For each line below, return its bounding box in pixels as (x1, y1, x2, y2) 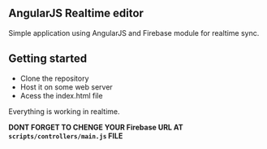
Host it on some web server (19, 81, 114, 92)
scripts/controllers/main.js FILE (8, 130, 123, 141)
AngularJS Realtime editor (8, 7, 144, 20)
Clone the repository (19, 73, 89, 83)
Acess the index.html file (19, 90, 103, 100)
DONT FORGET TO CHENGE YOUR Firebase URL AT (8, 122, 184, 132)
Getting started (8, 52, 88, 66)
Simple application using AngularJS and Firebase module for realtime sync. (8, 28, 260, 37)
